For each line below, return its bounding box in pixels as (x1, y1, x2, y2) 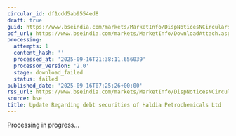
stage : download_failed (13, 69, 83, 76)
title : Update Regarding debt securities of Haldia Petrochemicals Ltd (7, 102, 221, 109)
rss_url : (7, 88, 33, 95)
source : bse (7, 95, 42, 102)
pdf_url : (7, 29, 33, 37)
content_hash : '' (13, 50, 65, 57)
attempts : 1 (13, 43, 49, 50)
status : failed (13, 75, 58, 83)
